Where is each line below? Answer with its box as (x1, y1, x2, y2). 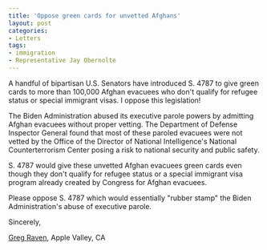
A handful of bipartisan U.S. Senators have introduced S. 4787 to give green (8, 78, 259, 88)
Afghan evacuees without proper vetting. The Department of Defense (8, 119, 238, 129)
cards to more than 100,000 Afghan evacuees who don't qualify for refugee (8, 87, 258, 96)
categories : (8, 26, 48, 34)
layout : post (8, 19, 52, 27)
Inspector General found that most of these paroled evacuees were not (8, 127, 243, 137)
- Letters (8, 34, 42, 42)
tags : (8, 42, 26, 50)
